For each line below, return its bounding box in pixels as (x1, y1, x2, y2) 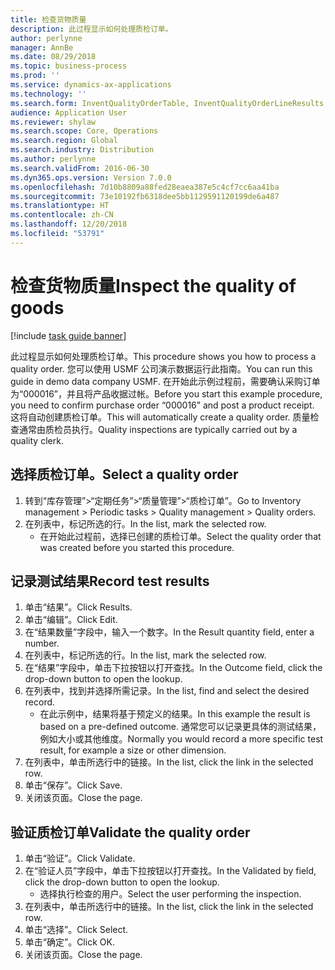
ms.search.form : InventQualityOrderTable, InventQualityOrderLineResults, (10, 98, 329, 108)
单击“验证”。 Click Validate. (24, 852, 136, 865)
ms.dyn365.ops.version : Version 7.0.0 (10, 172, 172, 183)
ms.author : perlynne (10, 154, 97, 164)
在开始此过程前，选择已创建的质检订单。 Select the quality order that (39, 530, 322, 542)
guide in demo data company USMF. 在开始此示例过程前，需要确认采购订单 (10, 375, 321, 387)
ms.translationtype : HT (10, 201, 110, 211)
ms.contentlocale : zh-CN (10, 210, 114, 220)
